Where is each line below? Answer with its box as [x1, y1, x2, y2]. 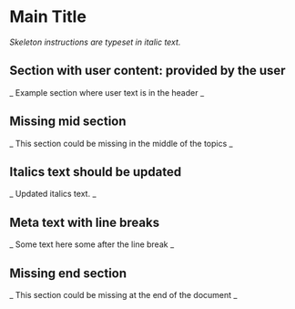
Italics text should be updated [9, 164, 182, 180]
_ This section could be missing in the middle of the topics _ [9, 138, 234, 149]
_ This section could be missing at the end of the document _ [9, 290, 238, 300]
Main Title [9, 6, 86, 27]
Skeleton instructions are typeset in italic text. [9, 36, 181, 47]
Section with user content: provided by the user [9, 63, 286, 78]
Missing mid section [9, 114, 127, 129]
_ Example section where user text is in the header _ [9, 87, 205, 98]
